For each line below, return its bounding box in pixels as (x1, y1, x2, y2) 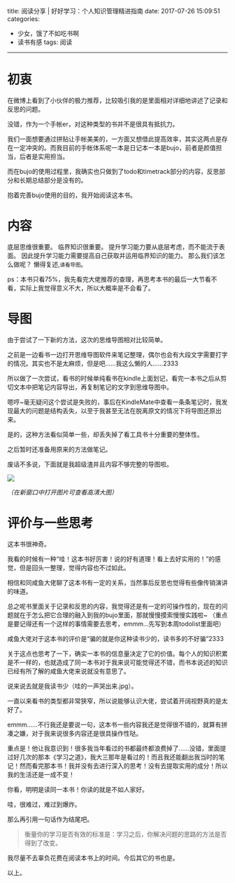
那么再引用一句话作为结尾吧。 (7, 815, 93, 823)
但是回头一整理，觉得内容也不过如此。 (19, 563, 130, 572)
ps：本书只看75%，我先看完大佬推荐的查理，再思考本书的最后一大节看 (7, 275, 211, 283)
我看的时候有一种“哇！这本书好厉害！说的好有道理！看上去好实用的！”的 (7, 554, 215, 563)
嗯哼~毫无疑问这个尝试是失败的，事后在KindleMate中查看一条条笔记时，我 (7, 398, 222, 406)
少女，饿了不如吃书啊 (17, 29, 79, 37)
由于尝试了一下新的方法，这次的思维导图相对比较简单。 (7, 335, 166, 344)
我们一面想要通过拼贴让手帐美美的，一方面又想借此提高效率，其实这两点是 (7, 135, 222, 143)
